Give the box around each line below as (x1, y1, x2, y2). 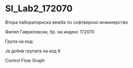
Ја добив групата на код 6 (5, 48, 61, 54)
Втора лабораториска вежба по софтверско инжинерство (5, 19, 129, 25)
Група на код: (5, 38, 34, 44)
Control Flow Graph (5, 57, 45, 63)
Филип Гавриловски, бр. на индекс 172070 (5, 29, 95, 34)
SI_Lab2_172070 (5, 3, 73, 14)
